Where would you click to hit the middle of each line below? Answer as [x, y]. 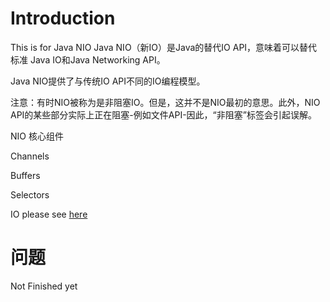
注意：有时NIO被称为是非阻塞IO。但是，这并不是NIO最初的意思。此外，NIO [165, 102]
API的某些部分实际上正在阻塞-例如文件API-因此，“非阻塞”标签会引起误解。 [163, 114]
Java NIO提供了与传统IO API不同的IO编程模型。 [108, 81]
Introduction [63, 18]
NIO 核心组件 [37, 136]
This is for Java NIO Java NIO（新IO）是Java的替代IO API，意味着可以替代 [164, 47]
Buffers [25, 175]
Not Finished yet [44, 286]
